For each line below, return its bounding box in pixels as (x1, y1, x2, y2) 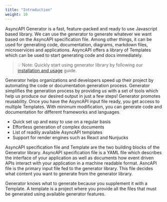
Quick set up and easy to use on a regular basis (12, 118, 111, 125)
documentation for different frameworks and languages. (5, 109, 121, 115)
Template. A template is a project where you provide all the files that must (5, 186, 156, 192)
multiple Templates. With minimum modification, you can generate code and (5, 103, 162, 110)
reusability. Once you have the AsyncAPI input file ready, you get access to (5, 98, 160, 104)
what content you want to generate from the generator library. (5, 171, 133, 177)
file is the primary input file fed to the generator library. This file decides (5, 165, 153, 171)
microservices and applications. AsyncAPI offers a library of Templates (5, 47, 151, 53)
